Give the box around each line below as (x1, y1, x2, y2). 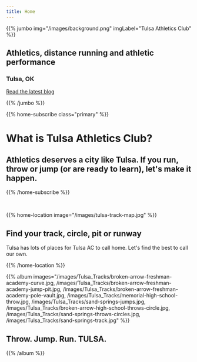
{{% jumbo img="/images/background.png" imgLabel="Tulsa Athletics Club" (6, 25, 192, 32)
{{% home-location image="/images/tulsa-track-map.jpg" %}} (6, 212, 157, 219)
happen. (6, 173, 38, 183)
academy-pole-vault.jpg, (6, 292, 66, 299)
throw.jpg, (6, 298, 31, 306)
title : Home (6, 8, 35, 15)
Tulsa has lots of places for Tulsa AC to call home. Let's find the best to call (6, 244, 188, 252)
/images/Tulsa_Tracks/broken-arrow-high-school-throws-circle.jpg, (6, 304, 171, 311)
